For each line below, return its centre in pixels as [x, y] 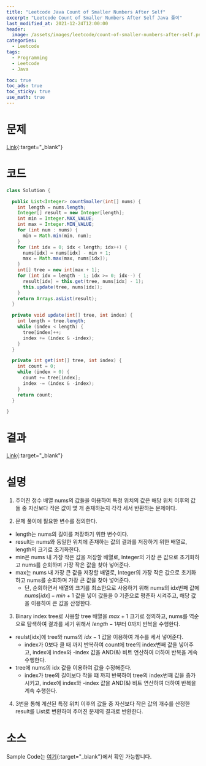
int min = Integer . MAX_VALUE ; [56, 219]
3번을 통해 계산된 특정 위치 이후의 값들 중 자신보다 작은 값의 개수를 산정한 [102, 704]
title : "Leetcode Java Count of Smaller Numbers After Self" [86, 12]
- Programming [30, 58]
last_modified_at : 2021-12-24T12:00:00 [57, 23]
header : [16, 29]
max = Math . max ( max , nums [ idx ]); [65, 258]
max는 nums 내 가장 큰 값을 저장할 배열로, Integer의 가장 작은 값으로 [97, 573]
